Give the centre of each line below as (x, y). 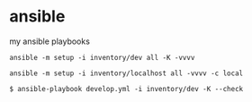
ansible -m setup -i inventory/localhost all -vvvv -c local (126, 73)
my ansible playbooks (49, 41)
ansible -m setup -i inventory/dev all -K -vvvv (102, 57)
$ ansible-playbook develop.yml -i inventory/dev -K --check (126, 89)
